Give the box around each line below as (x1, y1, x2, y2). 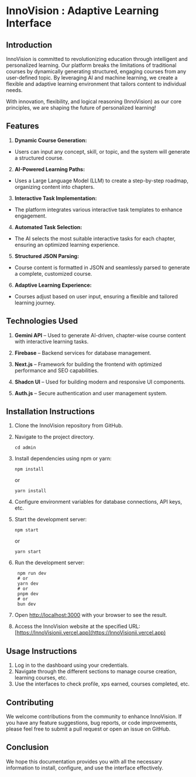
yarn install (14, 488, 47, 494)
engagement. (14, 212, 47, 219)
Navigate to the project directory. (14, 433, 95, 440)
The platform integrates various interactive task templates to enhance (14, 206, 183, 213)
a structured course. (14, 154, 64, 161)
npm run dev (17, 571, 47, 576)
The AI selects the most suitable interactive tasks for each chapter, (14, 235, 176, 242)
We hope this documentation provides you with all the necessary (6, 758, 163, 765)
